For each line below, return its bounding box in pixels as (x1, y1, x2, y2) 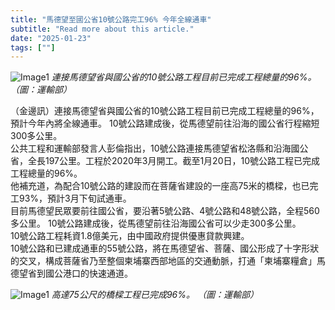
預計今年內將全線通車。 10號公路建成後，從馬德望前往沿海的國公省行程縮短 (10, 117, 320, 130)
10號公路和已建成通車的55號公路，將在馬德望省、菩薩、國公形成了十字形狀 (10, 242, 320, 255)
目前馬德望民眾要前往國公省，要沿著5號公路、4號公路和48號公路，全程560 (10, 205, 320, 217)
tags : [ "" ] (10, 42, 56, 53)
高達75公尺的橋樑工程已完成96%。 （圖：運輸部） (51, 289, 259, 301)
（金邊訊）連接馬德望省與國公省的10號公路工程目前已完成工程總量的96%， (10, 105, 320, 117)
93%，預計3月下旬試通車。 (18, 192, 132, 205)
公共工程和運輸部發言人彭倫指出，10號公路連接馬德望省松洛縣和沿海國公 (10, 142, 309, 155)
